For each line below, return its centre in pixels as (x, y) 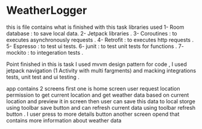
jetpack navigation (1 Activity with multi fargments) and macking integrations (101, 70)
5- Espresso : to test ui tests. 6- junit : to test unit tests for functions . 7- (95, 46)
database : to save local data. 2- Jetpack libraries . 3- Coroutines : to (92, 33)
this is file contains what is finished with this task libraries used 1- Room (95, 27)
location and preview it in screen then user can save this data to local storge (101, 101)
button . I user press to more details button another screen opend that (93, 114)
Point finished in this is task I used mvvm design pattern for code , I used (96, 64)
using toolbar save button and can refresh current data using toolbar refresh (101, 107)
